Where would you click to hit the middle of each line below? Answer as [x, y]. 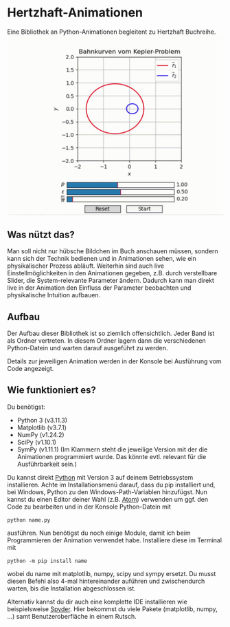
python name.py [29, 520]
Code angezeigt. [31, 368]
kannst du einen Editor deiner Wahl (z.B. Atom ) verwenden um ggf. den [108, 499]
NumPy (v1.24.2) [41, 434]
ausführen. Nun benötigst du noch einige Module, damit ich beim [99, 533]
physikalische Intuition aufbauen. [54, 295]
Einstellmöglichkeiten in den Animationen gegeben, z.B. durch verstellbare [112, 273]
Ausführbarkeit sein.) [47, 464]
